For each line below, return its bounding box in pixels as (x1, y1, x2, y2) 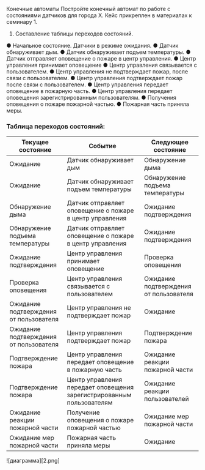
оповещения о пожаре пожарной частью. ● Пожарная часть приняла (6, 100, 189, 108)
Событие (88, 142, 117, 151)
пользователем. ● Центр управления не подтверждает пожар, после (6, 68, 189, 75)
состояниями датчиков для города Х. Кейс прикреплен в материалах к (6, 12, 192, 19)
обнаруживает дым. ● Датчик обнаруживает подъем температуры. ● (6, 48, 191, 56)
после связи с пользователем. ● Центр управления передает (6, 81, 169, 88)
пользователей (144, 395, 189, 403)
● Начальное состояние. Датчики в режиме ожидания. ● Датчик (6, 42, 179, 49)
